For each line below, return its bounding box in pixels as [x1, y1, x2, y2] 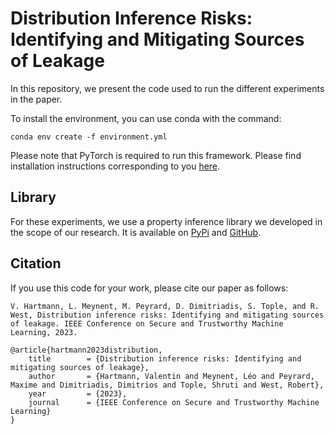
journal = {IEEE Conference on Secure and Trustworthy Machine [28, 397, 320, 407]
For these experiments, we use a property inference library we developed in [10, 215, 323, 227]
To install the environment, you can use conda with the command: [10, 112, 282, 124]
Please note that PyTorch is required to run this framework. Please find [10, 149, 302, 161]
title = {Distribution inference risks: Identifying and [28, 353, 302, 364]
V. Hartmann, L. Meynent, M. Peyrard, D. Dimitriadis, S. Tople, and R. [10, 301, 320, 311]
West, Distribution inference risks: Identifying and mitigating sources [10, 310, 325, 320]
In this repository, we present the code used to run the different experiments [10, 82, 325, 94]
